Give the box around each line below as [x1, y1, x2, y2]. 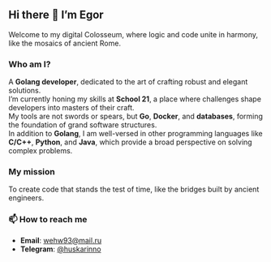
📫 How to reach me [8, 214, 88, 225]
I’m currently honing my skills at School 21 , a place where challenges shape [8, 94, 262, 104]
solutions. [8, 86, 41, 96]
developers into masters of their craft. [8, 103, 135, 113]
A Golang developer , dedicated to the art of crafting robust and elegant [8, 77, 248, 87]
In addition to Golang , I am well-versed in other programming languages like [8, 129, 263, 139]
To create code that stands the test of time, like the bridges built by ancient [8, 184, 260, 195]
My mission [8, 166, 55, 178]
